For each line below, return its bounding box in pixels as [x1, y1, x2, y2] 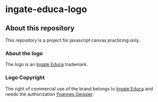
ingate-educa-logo [5, 4, 88, 15]
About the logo [5, 50, 43, 57]
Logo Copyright [5, 74, 45, 81]
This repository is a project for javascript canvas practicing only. [5, 37, 140, 43]
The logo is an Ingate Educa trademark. [5, 61, 88, 67]
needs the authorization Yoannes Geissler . [5, 91, 94, 97]
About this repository [5, 24, 75, 32]
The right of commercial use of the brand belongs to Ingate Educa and [5, 85, 153, 92]
